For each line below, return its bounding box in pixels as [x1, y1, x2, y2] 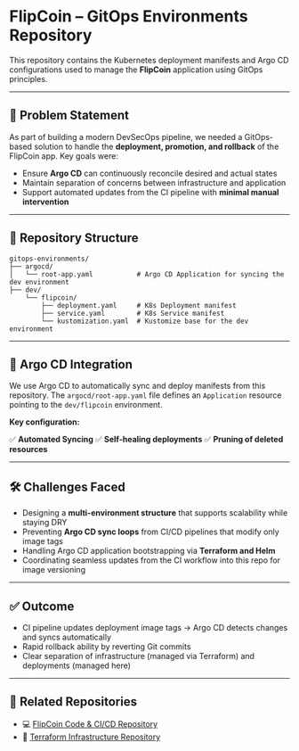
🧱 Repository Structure [9, 230, 139, 246]
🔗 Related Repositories [9, 694, 138, 710]
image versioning [21, 565, 86, 575]
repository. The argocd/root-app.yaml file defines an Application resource [9, 390, 282, 400]
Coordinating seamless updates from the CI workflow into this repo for [21, 555, 281, 565]
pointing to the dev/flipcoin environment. [9, 400, 163, 410]
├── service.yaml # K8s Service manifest [41, 309, 225, 318]
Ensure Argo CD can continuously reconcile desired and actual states [21, 168, 278, 178]
